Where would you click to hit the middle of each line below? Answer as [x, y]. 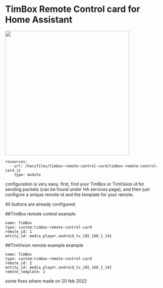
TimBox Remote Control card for [73, 9]
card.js [13, 170]
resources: [16, 162]
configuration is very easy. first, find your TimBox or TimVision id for [75, 184]
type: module [27, 175]
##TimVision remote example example [44, 245]
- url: [16, 166]
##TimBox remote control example [40, 214]
